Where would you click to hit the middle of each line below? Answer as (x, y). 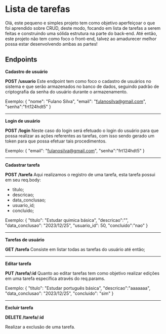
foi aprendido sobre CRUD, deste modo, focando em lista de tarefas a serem (83, 28)
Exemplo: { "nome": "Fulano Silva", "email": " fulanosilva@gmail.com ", (76, 101)
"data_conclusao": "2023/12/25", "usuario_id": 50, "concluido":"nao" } (77, 225)
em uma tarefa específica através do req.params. (55, 278)
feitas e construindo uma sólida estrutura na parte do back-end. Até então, (81, 33)
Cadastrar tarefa (22, 165)
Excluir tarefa (19, 307)
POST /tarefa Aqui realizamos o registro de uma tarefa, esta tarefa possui (80, 174)
